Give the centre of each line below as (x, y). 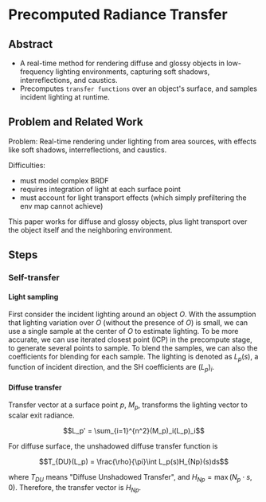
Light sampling (33, 296)
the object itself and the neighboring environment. (90, 229)
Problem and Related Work (76, 122)
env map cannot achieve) (61, 206)
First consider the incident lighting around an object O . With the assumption (132, 314)
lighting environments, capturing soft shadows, (133, 72)
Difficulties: (27, 165)
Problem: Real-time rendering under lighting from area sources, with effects (133, 141)
